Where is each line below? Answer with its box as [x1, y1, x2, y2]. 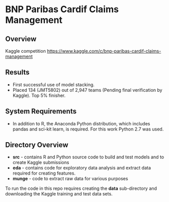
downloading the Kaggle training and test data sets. [5, 191, 113, 197]
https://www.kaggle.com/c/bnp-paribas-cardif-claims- [47, 48, 161, 54]
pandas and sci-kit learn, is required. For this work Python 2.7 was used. [12, 126, 164, 132]
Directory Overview [5, 141, 68, 149]
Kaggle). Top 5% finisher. [12, 92, 66, 98]
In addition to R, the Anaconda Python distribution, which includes [12, 120, 150, 126]
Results [5, 68, 30, 77]
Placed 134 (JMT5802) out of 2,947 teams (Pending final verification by [12, 87, 163, 93]
